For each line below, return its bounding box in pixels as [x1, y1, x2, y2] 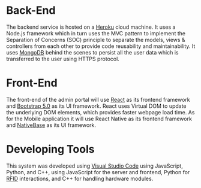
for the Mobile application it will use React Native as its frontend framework [6, 115, 192, 122]
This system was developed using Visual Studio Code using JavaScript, [6, 162, 183, 169]
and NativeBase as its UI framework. [6, 121, 97, 129]
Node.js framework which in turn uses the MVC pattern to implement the [6, 29, 186, 37]
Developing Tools [6, 142, 95, 156]
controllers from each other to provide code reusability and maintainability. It [6, 43, 196, 50]
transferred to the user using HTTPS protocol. [6, 55, 120, 62]
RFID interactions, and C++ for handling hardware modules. [6, 175, 154, 182]
